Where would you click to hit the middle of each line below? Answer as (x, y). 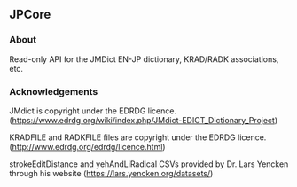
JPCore (30, 15)
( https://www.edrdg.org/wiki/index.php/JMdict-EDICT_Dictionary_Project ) (144, 120)
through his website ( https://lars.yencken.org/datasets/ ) (111, 173)
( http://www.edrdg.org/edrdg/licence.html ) (87, 146)
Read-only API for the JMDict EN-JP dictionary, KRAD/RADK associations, (144, 59)
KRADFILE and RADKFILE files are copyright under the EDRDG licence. (138, 137)
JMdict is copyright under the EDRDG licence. (93, 111)
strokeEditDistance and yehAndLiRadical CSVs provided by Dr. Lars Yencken (149, 164)
